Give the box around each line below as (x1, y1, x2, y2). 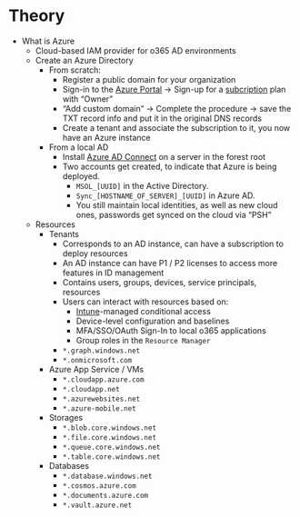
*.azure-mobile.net (62, 403, 137, 413)
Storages (48, 412, 84, 423)
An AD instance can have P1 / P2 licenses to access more (62, 257, 278, 268)
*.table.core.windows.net (62, 452, 161, 462)
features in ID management (62, 267, 165, 278)
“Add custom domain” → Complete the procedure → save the (62, 103, 292, 114)
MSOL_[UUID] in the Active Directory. (75, 180, 209, 191)
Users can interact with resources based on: (62, 296, 229, 307)
